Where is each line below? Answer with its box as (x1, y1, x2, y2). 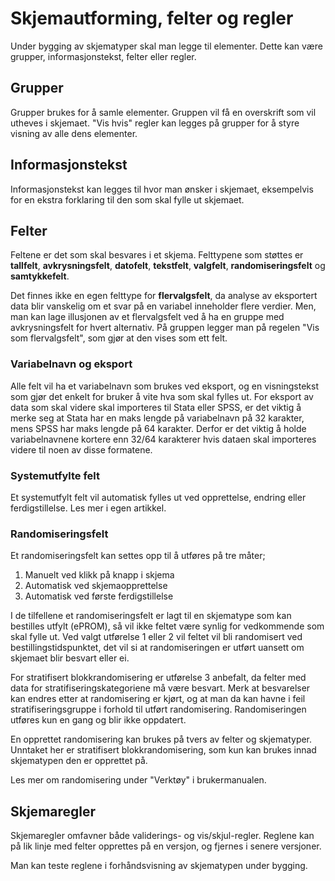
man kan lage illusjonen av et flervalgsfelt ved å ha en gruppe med (10, 311, 285, 323)
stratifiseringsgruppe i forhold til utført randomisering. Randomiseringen (10, 703, 307, 716)
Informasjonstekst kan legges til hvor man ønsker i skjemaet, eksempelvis (10, 183, 314, 195)
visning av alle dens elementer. (10, 127, 138, 139)
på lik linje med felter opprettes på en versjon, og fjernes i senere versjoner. (10, 840, 322, 852)
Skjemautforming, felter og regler (10, 7, 294, 30)
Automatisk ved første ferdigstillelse (24, 590, 174, 602)
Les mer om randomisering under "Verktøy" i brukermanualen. (10, 774, 267, 786)
